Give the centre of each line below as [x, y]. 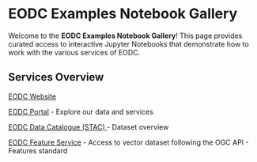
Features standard [38, 150]
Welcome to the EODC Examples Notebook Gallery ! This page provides [125, 36]
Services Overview [56, 77]
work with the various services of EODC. [74, 52]
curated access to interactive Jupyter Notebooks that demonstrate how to [128, 43]
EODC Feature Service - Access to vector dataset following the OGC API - [128, 142]
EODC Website [32, 96]
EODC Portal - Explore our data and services [81, 111]
